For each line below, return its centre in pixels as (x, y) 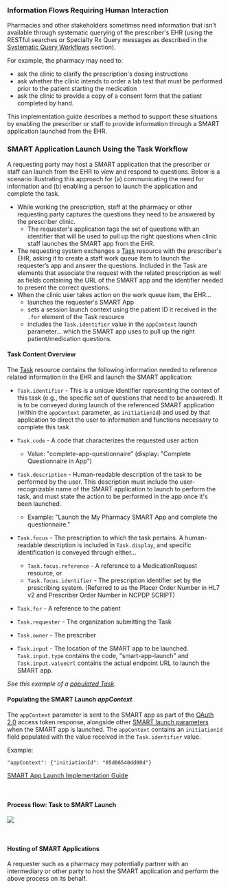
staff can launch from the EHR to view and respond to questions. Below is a (114, 172)
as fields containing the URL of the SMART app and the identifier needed (120, 280)
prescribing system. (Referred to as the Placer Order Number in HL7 (124, 587)
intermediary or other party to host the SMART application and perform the (113, 871)
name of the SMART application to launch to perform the (136, 489)
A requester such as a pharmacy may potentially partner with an (98, 864)
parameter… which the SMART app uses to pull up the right (111, 331)
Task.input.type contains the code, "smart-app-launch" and (103, 655)
